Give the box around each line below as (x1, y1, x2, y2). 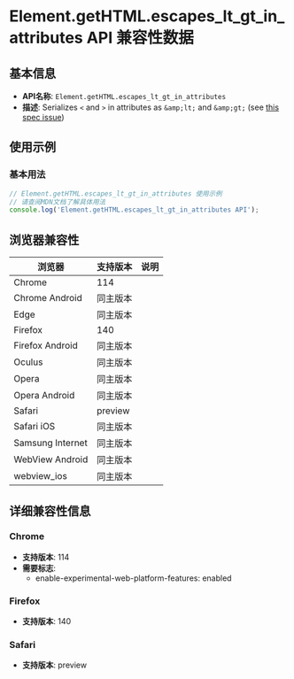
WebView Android (13, 453, 89, 466)
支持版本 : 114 (21, 552, 70, 562)
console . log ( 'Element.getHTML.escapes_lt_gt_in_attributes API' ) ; (9, 205, 259, 214)
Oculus (13, 356, 43, 368)
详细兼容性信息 (9, 503, 91, 519)
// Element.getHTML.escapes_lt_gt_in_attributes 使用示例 (9, 189, 223, 198)
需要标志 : (21, 562, 56, 573)
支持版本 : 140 (21, 616, 72, 627)
